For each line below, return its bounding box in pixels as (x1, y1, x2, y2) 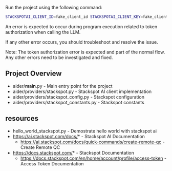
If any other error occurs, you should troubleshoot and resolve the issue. (5, 39, 159, 45)
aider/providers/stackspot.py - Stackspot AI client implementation (12, 88, 152, 94)
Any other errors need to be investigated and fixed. (5, 54, 113, 61)
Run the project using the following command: (5, 5, 102, 10)
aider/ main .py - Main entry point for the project (12, 83, 113, 89)
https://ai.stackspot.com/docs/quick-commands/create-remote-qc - (20, 139, 165, 145)
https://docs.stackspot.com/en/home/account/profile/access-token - (20, 155, 167, 161)
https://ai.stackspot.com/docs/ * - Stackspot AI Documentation (12, 133, 145, 139)
